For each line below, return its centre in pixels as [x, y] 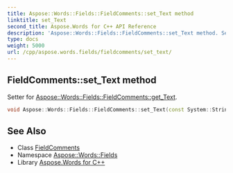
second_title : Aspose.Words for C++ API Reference [82, 26]
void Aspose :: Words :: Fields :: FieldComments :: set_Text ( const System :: [110, 109]
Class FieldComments [49, 148]
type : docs [23, 39]
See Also [27, 131]
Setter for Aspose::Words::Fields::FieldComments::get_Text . [92, 97]
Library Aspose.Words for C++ [61, 163]
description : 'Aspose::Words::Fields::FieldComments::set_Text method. [113, 33]
